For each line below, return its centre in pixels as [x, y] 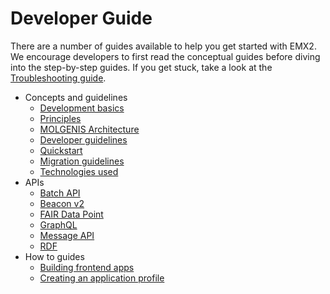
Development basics [82, 108]
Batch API [60, 193]
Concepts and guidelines [76, 97]
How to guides [54, 256]
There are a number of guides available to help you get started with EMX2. [163, 46]
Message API [67, 235]
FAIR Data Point [71, 214]
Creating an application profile [102, 278]
